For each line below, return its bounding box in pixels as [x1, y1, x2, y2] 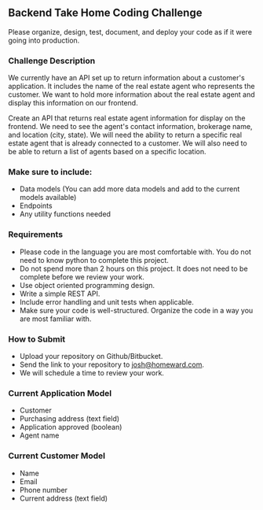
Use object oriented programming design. [19, 280, 155, 290]
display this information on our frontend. [8, 98, 139, 108]
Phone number [19, 485, 68, 494]
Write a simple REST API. [19, 289, 100, 298]
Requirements [8, 229, 64, 240]
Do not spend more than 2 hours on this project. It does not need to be [19, 264, 249, 273]
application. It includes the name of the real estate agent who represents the [8, 82, 255, 91]
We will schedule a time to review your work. [19, 368, 165, 377]
